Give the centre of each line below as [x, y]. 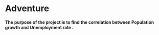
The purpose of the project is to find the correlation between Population [79, 22]
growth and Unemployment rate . [39, 27]
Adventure [27, 9]
